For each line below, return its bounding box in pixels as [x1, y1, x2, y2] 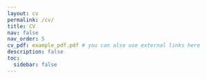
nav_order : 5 [7, 36, 45, 43]
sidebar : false [13, 61, 58, 68]
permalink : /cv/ [7, 16, 54, 23]
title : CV [7, 23, 36, 30]
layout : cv [7, 10, 39, 17]
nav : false [7, 29, 39, 36]
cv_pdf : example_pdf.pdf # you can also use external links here [7, 42, 200, 49]
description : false [7, 49, 64, 56]
